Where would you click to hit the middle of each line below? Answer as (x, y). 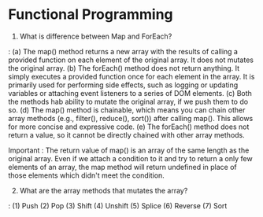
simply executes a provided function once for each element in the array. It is (131, 76)
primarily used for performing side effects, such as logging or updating (123, 85)
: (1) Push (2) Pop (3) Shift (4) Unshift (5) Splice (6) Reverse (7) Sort (118, 205)
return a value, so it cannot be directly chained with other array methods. (127, 134)
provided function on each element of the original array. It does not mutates (131, 60)
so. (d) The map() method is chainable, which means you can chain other (127, 110)
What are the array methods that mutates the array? (104, 190)
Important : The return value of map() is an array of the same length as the (129, 150)
